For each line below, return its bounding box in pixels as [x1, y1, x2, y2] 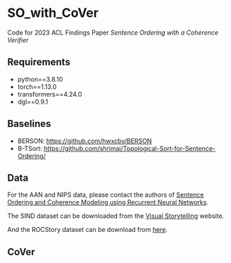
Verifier [7, 35, 29, 44]
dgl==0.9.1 [17, 97, 49, 106]
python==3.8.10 [17, 75, 63, 83]
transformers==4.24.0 [17, 90, 82, 98]
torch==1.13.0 [17, 82, 57, 91]
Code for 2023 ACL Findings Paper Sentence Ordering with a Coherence [7, 28, 218, 37]
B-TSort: [17, 144, 42, 152]
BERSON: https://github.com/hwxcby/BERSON [17, 136, 152, 145]
